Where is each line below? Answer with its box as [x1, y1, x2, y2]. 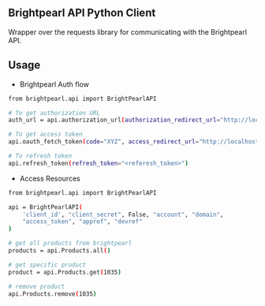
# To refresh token [8, 152, 73, 160]
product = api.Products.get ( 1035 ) [8, 268, 122, 276]
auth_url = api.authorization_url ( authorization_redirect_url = [8, 116, 221, 125]
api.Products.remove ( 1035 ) [8, 289, 97, 298]
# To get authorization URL [8, 109, 101, 117]
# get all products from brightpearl [8, 240, 132, 248]
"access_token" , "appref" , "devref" [22, 218, 144, 226]
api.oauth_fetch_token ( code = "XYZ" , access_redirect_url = [8, 138, 200, 146]
